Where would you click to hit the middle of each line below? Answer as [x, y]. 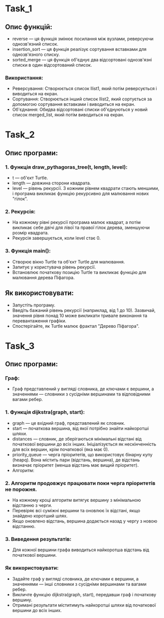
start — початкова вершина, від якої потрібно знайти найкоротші [81, 428]
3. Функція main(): [28, 251]
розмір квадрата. [31, 233]
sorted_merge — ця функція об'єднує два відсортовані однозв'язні [82, 60]
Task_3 [20, 346]
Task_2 [20, 135]
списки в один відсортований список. [52, 65]
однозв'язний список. [35, 44]
